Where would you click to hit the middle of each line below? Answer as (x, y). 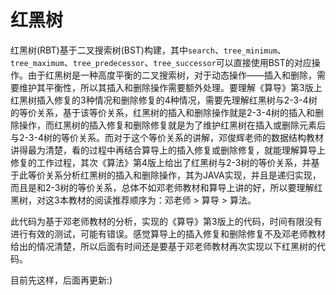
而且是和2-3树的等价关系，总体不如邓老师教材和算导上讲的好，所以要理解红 (166, 187)
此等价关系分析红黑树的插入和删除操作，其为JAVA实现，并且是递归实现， (170, 175)
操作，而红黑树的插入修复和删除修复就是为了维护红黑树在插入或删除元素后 (172, 125)
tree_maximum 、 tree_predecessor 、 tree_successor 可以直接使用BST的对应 (161, 62)
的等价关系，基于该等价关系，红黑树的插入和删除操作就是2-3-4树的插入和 (162, 112)
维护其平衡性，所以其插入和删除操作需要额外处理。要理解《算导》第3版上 (170, 87)
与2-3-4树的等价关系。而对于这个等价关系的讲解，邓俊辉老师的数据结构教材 (167, 137)
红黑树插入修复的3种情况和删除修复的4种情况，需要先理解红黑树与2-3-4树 (164, 100)
